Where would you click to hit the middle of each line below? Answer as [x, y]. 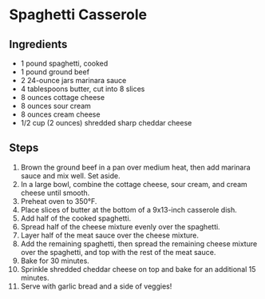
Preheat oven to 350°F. [59, 201]
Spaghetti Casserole [78, 15]
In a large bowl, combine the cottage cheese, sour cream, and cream [134, 184]
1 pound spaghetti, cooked [64, 63]
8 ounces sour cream [55, 106]
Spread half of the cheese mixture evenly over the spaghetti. [120, 226]
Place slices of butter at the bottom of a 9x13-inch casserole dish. [129, 209]
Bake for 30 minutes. [55, 261]
